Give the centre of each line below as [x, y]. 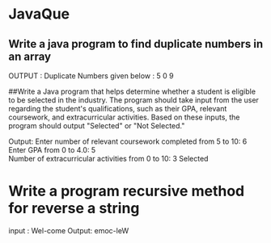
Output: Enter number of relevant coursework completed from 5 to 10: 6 [128, 141]
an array [30, 56]
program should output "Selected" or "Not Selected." [97, 126]
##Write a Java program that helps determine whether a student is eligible [132, 91]
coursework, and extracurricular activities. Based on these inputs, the [124, 117]
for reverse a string [74, 209]
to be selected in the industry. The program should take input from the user [133, 100]
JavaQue [39, 14]
